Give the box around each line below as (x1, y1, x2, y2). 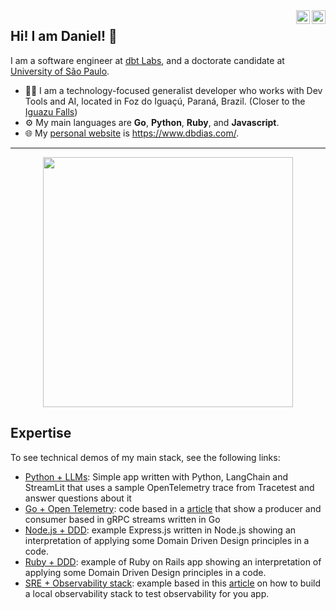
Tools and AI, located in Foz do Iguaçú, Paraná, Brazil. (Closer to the (24, 95, 306, 107)
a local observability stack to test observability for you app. (24, 587, 270, 599)
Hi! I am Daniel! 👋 (10, 28, 118, 45)
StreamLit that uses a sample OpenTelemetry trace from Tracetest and (24, 481, 315, 493)
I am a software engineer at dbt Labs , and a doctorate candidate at (10, 54, 285, 66)
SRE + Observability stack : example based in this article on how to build (24, 577, 321, 589)
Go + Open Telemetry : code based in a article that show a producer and (24, 502, 322, 514)
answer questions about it (24, 492, 132, 504)
